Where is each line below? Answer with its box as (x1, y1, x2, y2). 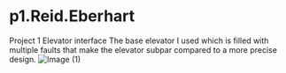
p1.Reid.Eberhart (9, 6, 135, 26)
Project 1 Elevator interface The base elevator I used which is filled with (9, 35, 269, 46)
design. (9, 54, 37, 64)
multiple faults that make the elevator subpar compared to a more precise (9, 44, 277, 55)
